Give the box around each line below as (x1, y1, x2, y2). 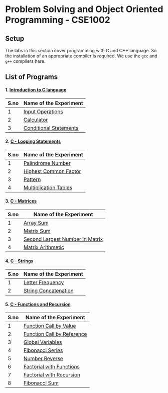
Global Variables (23, 339, 62, 346)
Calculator (23, 116, 48, 123)
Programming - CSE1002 (5, 14, 110, 26)
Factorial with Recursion (23, 371, 80, 378)
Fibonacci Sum (23, 379, 59, 386)
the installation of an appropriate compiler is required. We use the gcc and (5, 53, 157, 59)
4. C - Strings (5, 258, 34, 264)
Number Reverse (23, 355, 64, 362)
